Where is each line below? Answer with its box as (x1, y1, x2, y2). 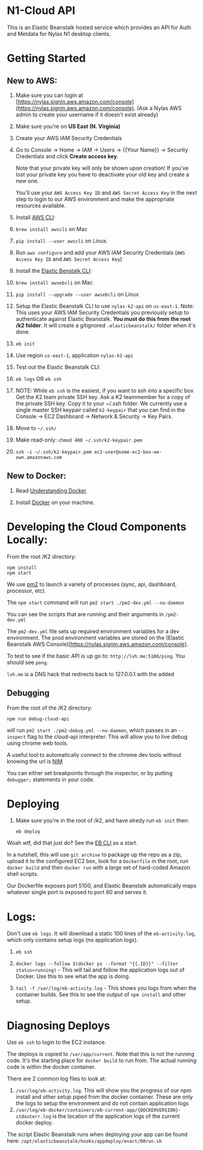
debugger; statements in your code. (7, 776, 95, 783)
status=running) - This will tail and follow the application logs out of (15, 966, 185, 973)
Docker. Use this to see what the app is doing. (15, 973, 130, 980)
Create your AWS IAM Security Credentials (15, 134, 123, 141)
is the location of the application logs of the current (52, 1112, 180, 1120)
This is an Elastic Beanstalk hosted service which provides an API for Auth (7, 24, 192, 31)
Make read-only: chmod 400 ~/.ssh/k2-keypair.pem (15, 436, 143, 443)
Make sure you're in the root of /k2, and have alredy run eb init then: (15, 817, 190, 824)
